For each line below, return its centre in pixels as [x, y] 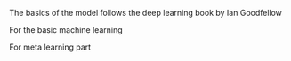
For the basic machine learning [66, 30]
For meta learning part [50, 47]
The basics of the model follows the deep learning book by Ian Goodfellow [146, 13]
